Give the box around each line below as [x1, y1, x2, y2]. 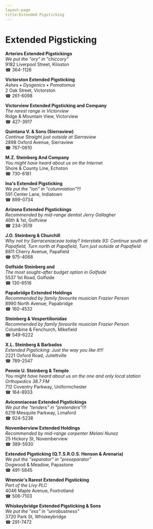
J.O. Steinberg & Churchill [5, 233, 61, 239]
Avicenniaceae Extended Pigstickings [5, 399, 87, 405]
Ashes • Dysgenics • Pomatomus [5, 82, 75, 88]
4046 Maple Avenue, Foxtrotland [5, 487, 74, 494]
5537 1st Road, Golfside [5, 275, 55, 281]
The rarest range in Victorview [5, 108, 69, 114]
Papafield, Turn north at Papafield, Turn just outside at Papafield [5, 243, 141, 249]
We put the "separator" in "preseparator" [5, 457, 92, 463]
